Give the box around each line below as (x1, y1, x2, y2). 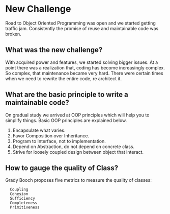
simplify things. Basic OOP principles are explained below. (5, 117, 127, 123)
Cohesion (10, 192, 29, 197)
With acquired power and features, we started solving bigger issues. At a (5, 59, 158, 65)
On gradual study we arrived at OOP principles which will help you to (5, 112, 150, 118)
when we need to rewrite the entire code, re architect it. (5, 75, 122, 82)
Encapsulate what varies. (12, 127, 66, 133)
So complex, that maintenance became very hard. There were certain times (5, 70, 164, 76)
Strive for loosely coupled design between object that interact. (12, 149, 144, 155)
